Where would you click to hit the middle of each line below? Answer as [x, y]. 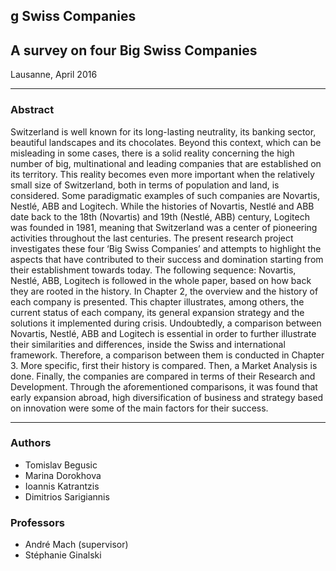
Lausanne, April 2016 [54, 75]
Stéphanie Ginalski [63, 555]
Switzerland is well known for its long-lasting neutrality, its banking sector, [163, 131]
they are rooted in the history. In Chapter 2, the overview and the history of [164, 291]
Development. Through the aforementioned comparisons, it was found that [164, 386]
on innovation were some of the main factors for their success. [139, 408]
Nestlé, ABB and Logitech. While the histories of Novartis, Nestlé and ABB [162, 206]
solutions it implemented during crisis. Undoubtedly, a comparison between [166, 323]
